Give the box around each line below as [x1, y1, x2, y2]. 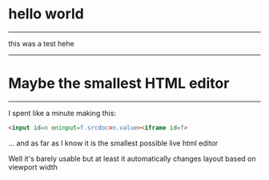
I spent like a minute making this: [8, 108, 117, 118]
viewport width [8, 162, 58, 172]
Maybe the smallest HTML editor [8, 74, 230, 93]
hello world [8, 5, 84, 23]
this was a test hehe [8, 38, 74, 48]
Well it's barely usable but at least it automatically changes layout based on [8, 154, 256, 163]
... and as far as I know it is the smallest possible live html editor [8, 138, 219, 148]
